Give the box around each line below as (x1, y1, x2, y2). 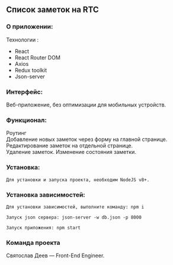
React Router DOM (14, 53, 61, 61)
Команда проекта (6, 238, 60, 247)
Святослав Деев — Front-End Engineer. (6, 252, 105, 259)
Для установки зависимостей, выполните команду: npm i (6, 204, 145, 210)
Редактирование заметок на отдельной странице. (6, 142, 133, 149)
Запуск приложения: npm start (6, 225, 81, 231)
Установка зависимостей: (6, 190, 86, 198)
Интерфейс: (6, 87, 43, 96)
